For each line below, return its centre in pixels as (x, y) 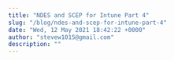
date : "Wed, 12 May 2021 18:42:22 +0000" (77, 30)
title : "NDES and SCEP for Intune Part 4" (79, 15)
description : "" (35, 44)
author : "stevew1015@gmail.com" (61, 37)
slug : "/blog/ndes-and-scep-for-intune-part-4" (88, 23)
